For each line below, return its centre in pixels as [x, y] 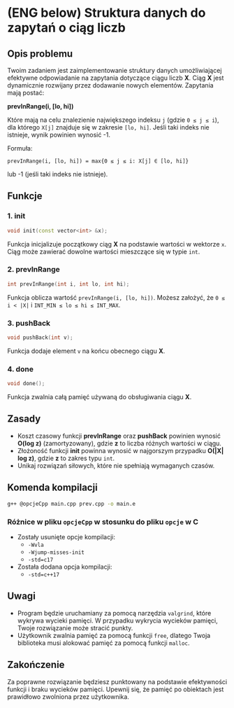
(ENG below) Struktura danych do [107, 13]
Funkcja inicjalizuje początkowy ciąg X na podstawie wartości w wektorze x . [117, 244]
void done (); [26, 384]
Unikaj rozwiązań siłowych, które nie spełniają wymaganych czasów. [116, 465]
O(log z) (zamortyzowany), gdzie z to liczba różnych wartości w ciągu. [119, 443]
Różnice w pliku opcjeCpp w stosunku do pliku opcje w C [103, 522]
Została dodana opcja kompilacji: [65, 567]
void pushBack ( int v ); [40, 338]
